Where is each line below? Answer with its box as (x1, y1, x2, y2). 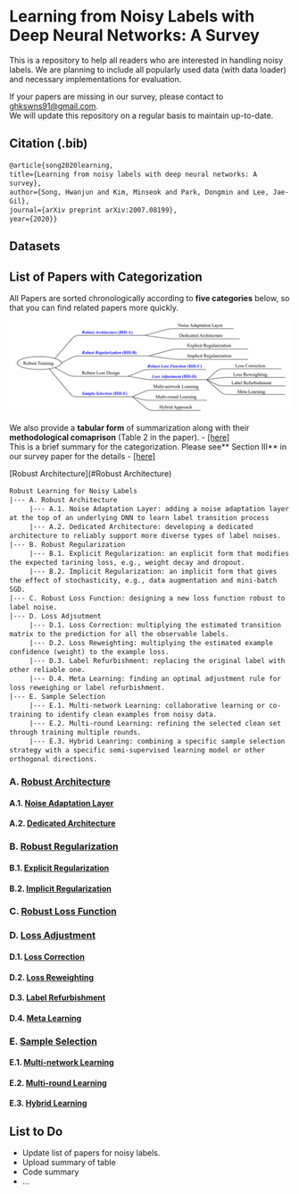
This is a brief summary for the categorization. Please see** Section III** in (9, 441, 287, 452)
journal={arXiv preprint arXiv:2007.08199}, (9, 206, 178, 214)
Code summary (21, 1166, 79, 1177)
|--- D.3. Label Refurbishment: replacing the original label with (29, 657, 286, 666)
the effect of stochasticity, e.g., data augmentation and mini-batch (9, 576, 278, 585)
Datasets (9, 239, 61, 254)
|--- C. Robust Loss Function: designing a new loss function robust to (9, 594, 286, 603)
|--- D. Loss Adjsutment (9, 612, 102, 621)
